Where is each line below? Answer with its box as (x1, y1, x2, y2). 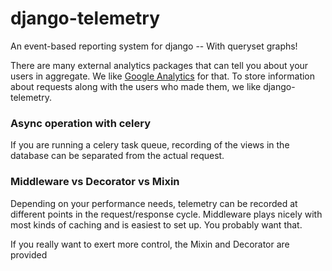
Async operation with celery (10, 116, 152, 130)
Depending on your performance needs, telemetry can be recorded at (10, 197, 298, 209)
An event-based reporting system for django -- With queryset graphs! (10, 40, 298, 52)
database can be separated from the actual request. (10, 150, 225, 162)
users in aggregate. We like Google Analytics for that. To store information (10, 70, 316, 82)
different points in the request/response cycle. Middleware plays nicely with (10, 208, 323, 220)
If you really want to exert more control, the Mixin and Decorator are (10, 238, 290, 250)
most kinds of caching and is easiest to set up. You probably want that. (10, 218, 303, 231)
